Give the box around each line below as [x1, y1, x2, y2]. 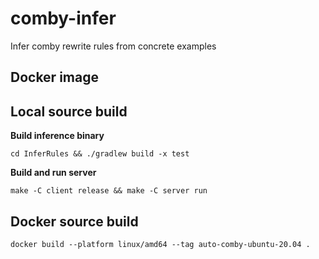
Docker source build [10, 213, 139, 230]
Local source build [10, 103, 128, 120]
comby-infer [10, 7, 117, 30]
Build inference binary [10, 130, 105, 142]
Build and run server [10, 167, 97, 179]
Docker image [10, 69, 99, 86]
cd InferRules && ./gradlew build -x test [10, 149, 190, 159]
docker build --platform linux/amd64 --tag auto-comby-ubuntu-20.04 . [10, 239, 311, 249]
